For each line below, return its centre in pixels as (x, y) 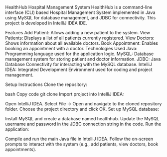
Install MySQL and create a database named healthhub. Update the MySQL (82, 118)
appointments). (21, 149)
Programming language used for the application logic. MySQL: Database (80, 54)
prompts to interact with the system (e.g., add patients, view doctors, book (82, 144)
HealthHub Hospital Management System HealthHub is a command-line (79, 7)
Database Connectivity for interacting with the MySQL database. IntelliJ (79, 64)
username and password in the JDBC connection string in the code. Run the (83, 124)
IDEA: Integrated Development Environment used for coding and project (79, 70)
